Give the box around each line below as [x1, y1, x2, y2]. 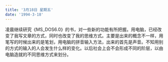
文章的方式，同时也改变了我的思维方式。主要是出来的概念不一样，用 [22, 32, 163, 38]
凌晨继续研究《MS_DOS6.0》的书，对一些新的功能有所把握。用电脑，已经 [5, 26, 157, 32]
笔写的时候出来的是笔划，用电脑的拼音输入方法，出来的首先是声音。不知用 [5, 38, 159, 45]
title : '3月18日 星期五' [5, 7, 54, 12]
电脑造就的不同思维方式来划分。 [5, 51, 71, 57]
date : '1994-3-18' [5, 12, 44, 17]
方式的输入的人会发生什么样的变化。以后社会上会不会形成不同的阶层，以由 [9, 45, 163, 51]
